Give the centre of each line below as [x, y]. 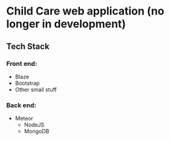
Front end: [22, 64]
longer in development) [66, 24]
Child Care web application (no [85, 11]
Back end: [21, 105]
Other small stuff [36, 90]
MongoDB [37, 131]
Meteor [24, 119]
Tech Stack [28, 46]
